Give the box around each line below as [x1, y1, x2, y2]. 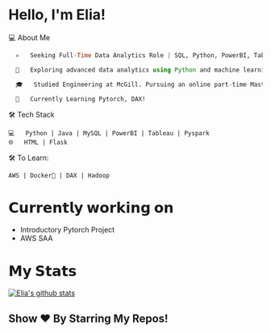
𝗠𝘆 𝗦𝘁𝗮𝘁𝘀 [8, 261, 77, 280]
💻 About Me [8, 32, 51, 42]
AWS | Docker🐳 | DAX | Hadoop [8, 171, 110, 180]
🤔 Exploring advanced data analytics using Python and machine [15, 66, 240, 74]
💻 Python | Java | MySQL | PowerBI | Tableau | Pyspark [8, 129, 210, 138]
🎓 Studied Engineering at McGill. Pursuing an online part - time [15, 80, 248, 88]
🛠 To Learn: [8, 153, 49, 162]
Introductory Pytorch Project [19, 225, 115, 235]
